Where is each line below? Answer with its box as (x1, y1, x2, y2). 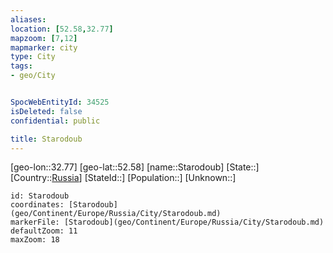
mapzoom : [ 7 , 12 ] (10, 33, 78, 43)
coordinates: (10, 200, 65, 210)
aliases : (10, 14, 47, 25)
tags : (10, 61, 33, 71)
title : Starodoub (10, 134, 83, 144)
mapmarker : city (10, 42, 78, 53)
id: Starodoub (10, 191, 70, 201)
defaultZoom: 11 (10, 226, 78, 236)
